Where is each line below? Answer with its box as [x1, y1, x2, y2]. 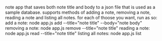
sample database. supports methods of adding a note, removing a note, [5, 9, 151, 15]
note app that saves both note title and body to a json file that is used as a [5, 4, 156, 10]
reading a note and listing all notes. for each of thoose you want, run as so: [5, 15, 158, 20]
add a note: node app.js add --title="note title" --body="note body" [5, 20, 142, 26]
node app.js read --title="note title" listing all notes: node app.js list [5, 31, 142, 36]
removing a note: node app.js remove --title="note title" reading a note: [5, 25, 150, 31]
